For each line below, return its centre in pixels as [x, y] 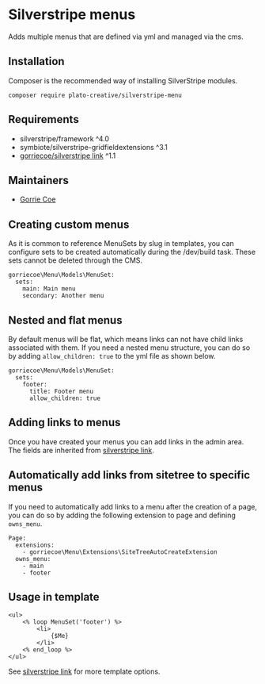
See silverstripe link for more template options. [84, 671]
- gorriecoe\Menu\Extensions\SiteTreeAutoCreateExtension [120, 552]
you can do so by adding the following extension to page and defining [122, 515]
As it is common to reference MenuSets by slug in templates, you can [121, 244]
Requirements [44, 119]
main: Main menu [49, 289]
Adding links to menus [64, 423]
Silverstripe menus [72, 15]
